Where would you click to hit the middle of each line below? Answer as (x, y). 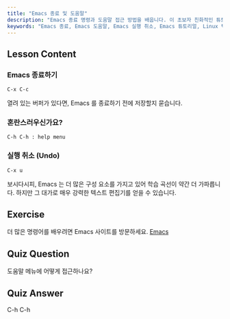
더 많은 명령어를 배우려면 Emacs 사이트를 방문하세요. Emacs (88, 232)
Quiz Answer (35, 293)
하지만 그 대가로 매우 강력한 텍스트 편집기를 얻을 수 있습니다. (96, 192)
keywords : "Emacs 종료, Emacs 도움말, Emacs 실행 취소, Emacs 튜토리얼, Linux (113, 26)
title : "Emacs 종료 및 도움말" (47, 13)
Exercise (26, 214)
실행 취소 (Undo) (34, 156)
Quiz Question (38, 253)
